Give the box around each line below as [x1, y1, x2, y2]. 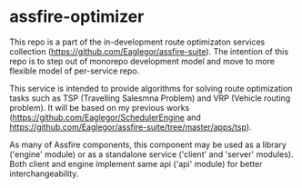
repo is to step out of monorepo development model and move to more [9, 55, 276, 66]
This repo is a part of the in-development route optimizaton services [9, 36, 266, 47]
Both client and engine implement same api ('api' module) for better [9, 158, 263, 169]
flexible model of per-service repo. [9, 65, 140, 76]
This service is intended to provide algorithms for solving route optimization [9, 83, 293, 94]
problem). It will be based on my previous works [9, 102, 190, 113]
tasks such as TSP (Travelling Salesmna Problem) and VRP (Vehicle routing [9, 93, 291, 104]
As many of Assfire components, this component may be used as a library [9, 139, 287, 150]
